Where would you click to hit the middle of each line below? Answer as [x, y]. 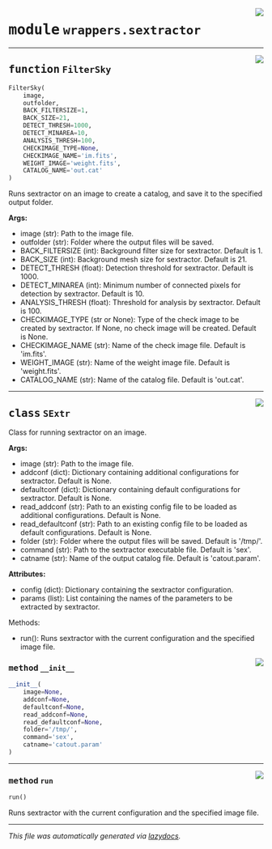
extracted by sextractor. [60, 606]
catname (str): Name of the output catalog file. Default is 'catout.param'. [140, 558]
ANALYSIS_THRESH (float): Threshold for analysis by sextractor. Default [140, 303]
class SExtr [39, 413]
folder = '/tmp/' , [51, 730]
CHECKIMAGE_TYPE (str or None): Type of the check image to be [130, 320]
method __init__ [41, 668]
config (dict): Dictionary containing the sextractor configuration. [127, 589]
